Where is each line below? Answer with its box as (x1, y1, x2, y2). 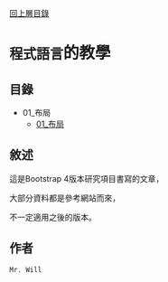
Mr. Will (9, 265, 42, 274)
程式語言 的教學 (9, 43, 111, 63)
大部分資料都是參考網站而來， (9, 193, 120, 203)
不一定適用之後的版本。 (9, 211, 97, 222)
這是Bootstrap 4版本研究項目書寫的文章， (9, 173, 164, 183)
